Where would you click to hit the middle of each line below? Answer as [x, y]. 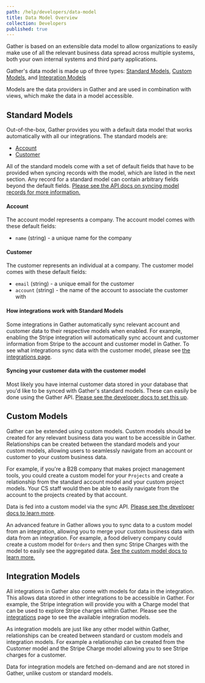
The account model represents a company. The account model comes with [101, 220]
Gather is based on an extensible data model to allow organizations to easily [102, 46]
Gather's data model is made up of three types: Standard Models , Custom [99, 71]
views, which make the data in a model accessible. [70, 96]
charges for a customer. [36, 655]
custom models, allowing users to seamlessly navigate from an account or [99, 450]
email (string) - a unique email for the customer [74, 284]
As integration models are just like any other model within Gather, [88, 629]
